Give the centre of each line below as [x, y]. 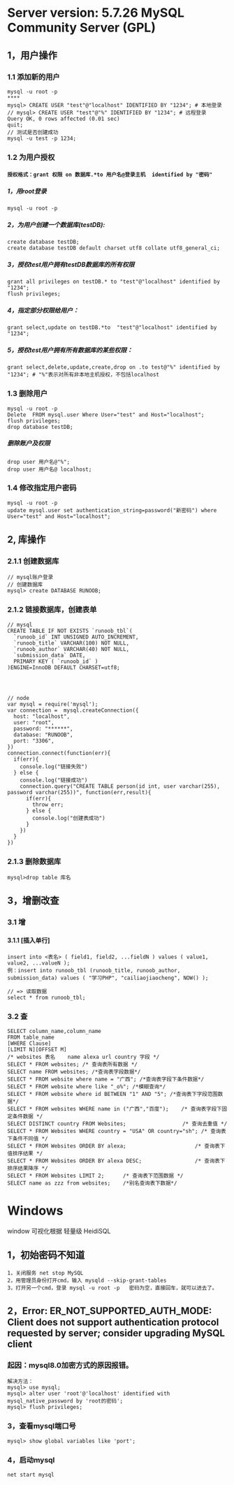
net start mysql [31, 1475]
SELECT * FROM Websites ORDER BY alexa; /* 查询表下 [116, 1146]
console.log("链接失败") [54, 766]
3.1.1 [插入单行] [29, 940]
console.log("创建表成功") [69, 818]
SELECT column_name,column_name [54, 1031]
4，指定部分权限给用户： [43, 310]
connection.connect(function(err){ [59, 753]
